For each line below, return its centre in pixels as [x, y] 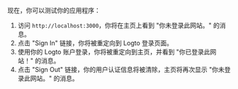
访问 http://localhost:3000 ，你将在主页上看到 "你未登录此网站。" [115, 25]
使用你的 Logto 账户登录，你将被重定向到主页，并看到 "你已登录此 [114, 52]
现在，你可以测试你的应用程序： [54, 10]
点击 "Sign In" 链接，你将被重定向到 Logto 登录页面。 [95, 43]
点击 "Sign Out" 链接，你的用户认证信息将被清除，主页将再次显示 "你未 [121, 70]
